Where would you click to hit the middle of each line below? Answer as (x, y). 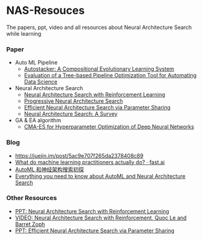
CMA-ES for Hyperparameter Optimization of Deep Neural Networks (109, 127)
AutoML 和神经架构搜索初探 (50, 169)
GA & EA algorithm (38, 120)
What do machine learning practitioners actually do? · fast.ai (90, 162)
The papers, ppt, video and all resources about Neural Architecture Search (99, 27)
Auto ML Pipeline (36, 63)
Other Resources (32, 198)
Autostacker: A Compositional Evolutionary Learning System (99, 69)
